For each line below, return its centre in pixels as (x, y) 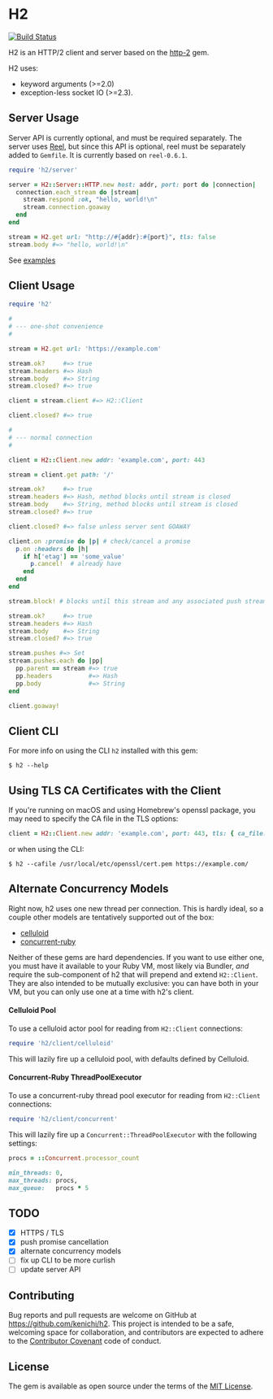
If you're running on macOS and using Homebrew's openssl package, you (132, 810)
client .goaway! (34, 706)
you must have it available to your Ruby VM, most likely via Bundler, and (129, 966)
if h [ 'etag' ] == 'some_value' (74, 556)
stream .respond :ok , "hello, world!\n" (91, 200)
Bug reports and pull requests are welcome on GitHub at (103, 1315)
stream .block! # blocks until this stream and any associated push (125, 601)
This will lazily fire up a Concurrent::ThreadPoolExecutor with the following (133, 1134)
